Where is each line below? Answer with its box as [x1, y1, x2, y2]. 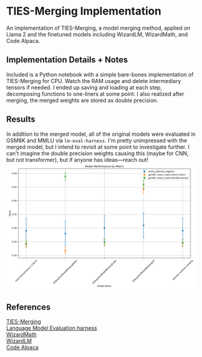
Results [6, 114, 36, 125]
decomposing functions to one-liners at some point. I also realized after [6, 90, 184, 98]
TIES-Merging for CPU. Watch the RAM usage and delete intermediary [6, 77, 181, 84]
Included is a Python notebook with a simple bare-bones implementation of [6, 71, 194, 78]
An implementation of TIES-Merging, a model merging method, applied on [6, 24, 191, 32]
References [6, 302, 51, 312]
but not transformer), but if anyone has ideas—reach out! [6, 156, 149, 163]
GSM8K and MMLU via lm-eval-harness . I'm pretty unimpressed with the [6, 136, 187, 144]
